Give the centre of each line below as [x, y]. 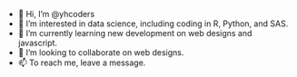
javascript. [37, 43]
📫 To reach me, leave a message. [82, 63]
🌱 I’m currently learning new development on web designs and [135, 33]
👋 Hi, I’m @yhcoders [56, 14]
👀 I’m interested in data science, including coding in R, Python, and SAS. [153, 24]
